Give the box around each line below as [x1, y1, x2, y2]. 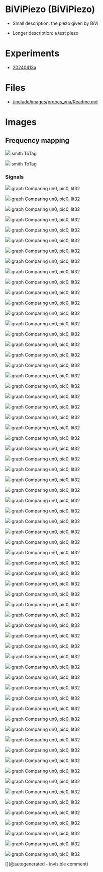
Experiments [5, 48, 60, 59]
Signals [5, 173, 24, 180]
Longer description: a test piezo [12, 30, 79, 36]
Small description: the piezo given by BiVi [12, 20, 99, 26]
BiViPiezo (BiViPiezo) [5, 4, 95, 15]
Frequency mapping [5, 136, 69, 145]
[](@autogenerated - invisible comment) [5, 861, 89, 867]
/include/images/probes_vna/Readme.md [12, 98, 98, 104]
